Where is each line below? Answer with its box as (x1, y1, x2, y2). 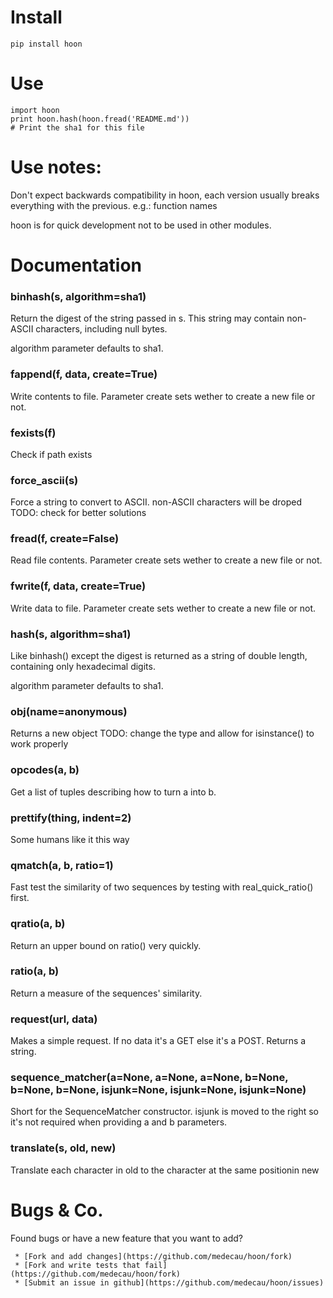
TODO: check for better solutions (10, 507, 147, 519)
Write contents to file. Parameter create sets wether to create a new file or (10, 390, 316, 402)
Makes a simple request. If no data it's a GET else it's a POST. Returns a (10, 1035, 307, 1047)
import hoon (10, 105, 60, 115)
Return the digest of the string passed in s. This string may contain (10, 312, 285, 325)
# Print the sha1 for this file (10, 122, 145, 133)
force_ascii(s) (10, 473, 79, 487)
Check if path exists (10, 448, 93, 460)
